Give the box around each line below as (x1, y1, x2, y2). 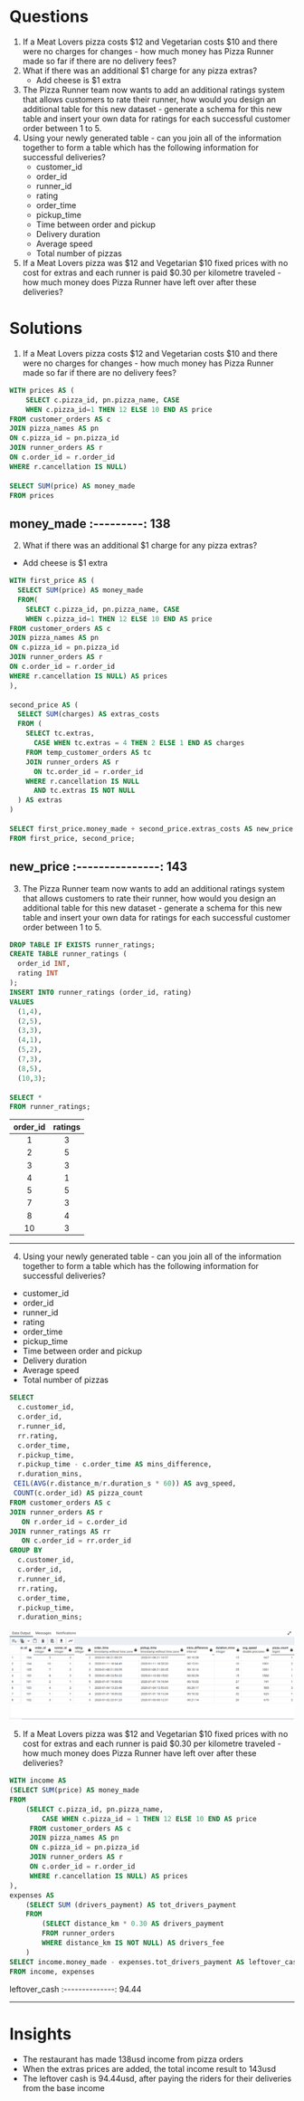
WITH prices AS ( (9, 386, 75, 395)
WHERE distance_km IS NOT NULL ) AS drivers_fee (42, 1939, 224, 1948)
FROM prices (9, 491, 54, 500)
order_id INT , (17, 960, 71, 969)
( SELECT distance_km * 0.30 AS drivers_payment (42, 1919, 224, 1929)
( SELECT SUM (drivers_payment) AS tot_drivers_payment (25, 1900, 237, 1909)
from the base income (22, 2082, 106, 2093)
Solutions (9, 319, 83, 339)
